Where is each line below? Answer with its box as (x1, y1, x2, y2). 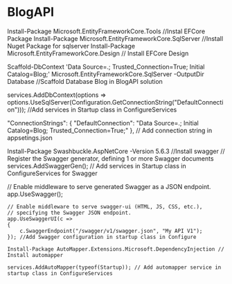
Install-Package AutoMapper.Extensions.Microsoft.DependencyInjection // (7, 245, 225, 253)
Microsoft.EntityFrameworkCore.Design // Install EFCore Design (7, 49, 189, 57)
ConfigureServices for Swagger (7, 169, 98, 177)
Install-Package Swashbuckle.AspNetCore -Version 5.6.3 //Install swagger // (7, 147, 225, 155)
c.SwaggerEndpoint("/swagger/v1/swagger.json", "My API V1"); (19, 227, 203, 234)
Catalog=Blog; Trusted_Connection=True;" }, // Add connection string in (7, 126, 213, 134)
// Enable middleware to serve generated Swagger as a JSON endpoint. (7, 182, 211, 190)
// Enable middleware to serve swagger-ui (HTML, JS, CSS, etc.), (7, 203, 203, 210)
